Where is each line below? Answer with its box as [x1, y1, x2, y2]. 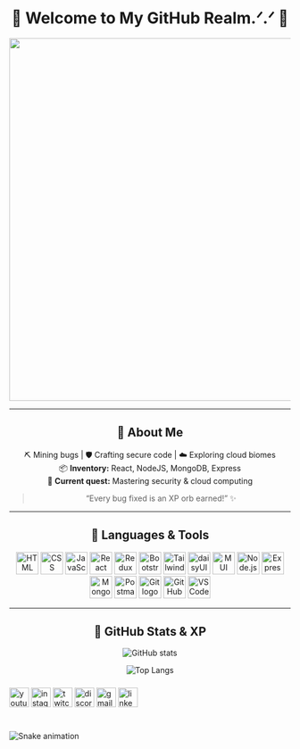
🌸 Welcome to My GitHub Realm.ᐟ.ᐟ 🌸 [11, 8, 289, 29]
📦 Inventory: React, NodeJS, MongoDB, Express [59, 462, 241, 473]
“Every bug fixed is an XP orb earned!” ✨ [86, 493, 237, 503]
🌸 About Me [116, 425, 184, 440]
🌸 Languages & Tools [90, 528, 210, 543]
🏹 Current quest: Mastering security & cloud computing [47, 475, 253, 486]
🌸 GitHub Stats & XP [93, 624, 207, 639]
